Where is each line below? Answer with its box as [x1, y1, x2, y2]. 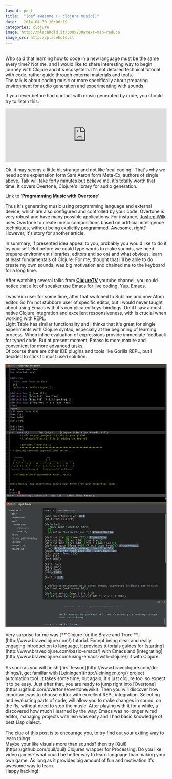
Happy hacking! [5, 768, 39, 774]
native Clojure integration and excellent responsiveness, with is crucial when [5, 310, 167, 316]
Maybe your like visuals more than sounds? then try [5, 741, 114, 747]
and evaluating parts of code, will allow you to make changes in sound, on [5, 697, 161, 704]
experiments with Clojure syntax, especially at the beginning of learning [5, 326, 157, 332]
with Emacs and [101, 648, 136, 654]
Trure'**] [121, 632, 140, 638]
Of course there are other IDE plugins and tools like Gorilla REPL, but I [5, 348, 152, 354]
